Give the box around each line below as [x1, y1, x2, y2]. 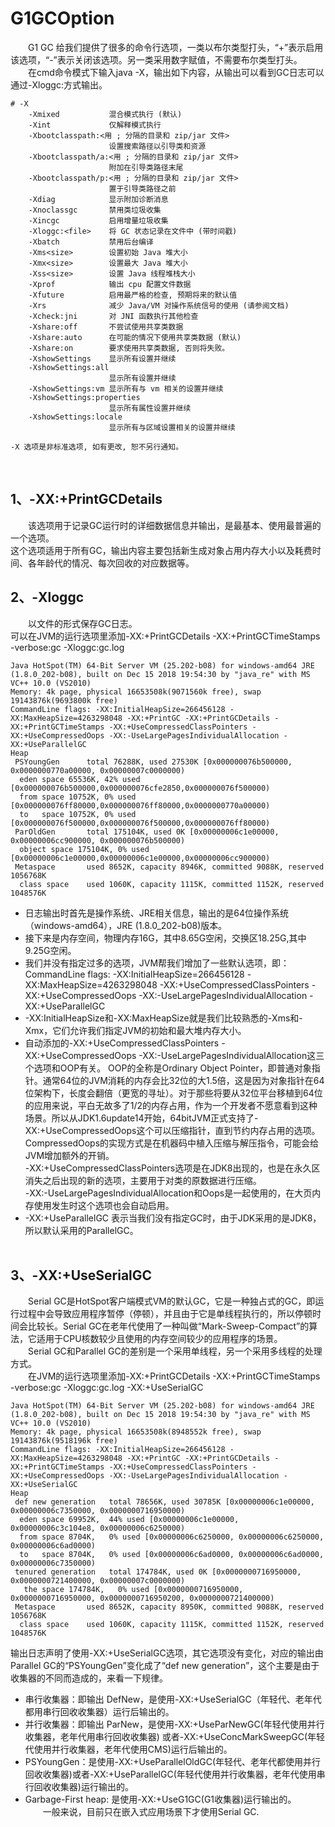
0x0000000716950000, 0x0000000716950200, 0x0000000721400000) [10, 1593, 275, 1604]
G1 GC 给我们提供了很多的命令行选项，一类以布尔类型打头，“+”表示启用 [28, 41, 324, 53]
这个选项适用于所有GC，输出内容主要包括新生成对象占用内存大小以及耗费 [10, 544, 313, 556]
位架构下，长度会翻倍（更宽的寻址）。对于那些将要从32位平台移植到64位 [24, 1087, 323, 1099]
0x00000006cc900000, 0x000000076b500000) [10, 835, 186, 846]
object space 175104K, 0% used [19, 844, 150, 854]
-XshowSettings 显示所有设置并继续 [28, 353, 177, 364]
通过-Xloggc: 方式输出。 [10, 78, 108, 91]
